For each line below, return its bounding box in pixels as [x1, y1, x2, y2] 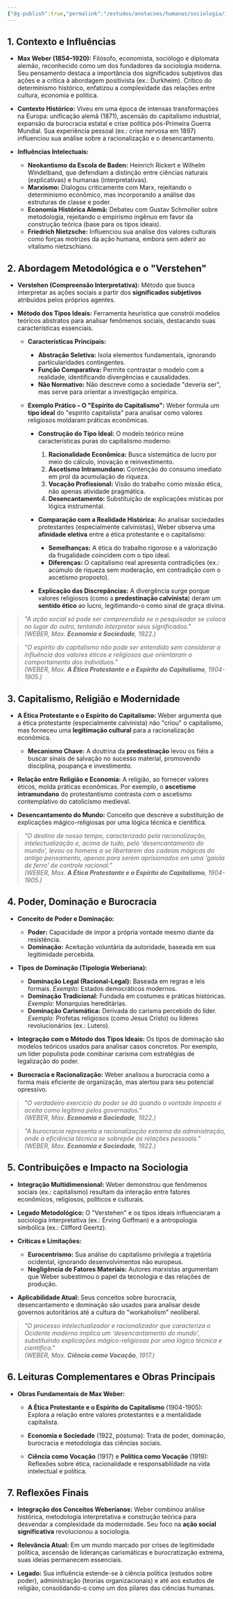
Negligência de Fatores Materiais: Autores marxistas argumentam [27, 1265, 218, 1273]
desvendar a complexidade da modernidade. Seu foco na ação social [17, 1520, 216, 1529]
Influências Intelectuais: [17, 147, 89, 156]
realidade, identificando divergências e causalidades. [37, 373, 191, 382]
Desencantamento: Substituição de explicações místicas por [48, 495, 224, 503]
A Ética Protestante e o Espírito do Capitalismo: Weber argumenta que [17, 712, 222, 720]
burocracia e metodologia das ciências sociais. [27, 1438, 162, 1447]
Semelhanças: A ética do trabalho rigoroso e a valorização [48, 543, 218, 552]
